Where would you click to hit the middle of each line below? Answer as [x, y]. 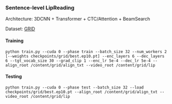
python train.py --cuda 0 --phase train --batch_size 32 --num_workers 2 [86, 51]
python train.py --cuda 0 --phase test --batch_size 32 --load [75, 87]
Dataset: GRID [20, 29]
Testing [14, 77]
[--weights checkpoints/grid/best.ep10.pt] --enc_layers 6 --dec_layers [85, 56]
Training [15, 41]
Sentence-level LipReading [40, 8]
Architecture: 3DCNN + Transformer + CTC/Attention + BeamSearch [78, 19]
